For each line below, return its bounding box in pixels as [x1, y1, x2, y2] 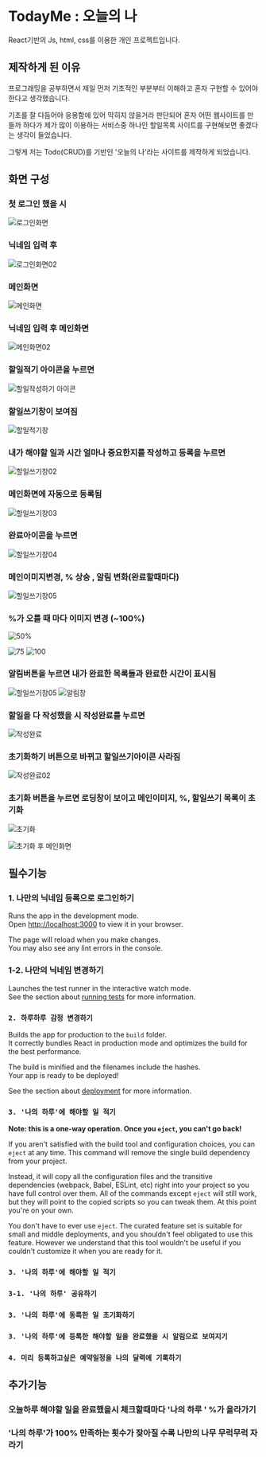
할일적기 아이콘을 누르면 [8, 364, 95, 375]
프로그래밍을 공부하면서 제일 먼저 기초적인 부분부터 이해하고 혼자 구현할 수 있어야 [8, 83, 259, 92]
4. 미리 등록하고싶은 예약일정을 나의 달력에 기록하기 [8, 1353, 182, 1362]
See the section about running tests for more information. [8, 992, 196, 1002]
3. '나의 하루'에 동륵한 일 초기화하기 [8, 1311, 135, 1319]
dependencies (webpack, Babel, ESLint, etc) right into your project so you [8, 1180, 250, 1190]
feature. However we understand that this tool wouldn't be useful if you [8, 1238, 241, 1248]
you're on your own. [8, 1205, 74, 1215]
